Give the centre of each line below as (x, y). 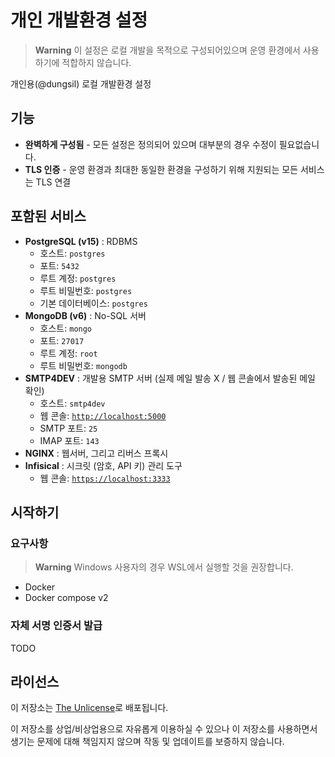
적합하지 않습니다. (96, 62)
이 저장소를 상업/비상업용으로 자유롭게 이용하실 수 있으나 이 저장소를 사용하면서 (164, 729)
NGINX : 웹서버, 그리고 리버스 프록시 (96, 453)
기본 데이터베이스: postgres (93, 303)
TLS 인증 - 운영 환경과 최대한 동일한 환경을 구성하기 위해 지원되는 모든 (161, 169)
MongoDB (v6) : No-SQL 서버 (85, 315)
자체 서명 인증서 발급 (56, 626)
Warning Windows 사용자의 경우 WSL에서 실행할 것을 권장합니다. (164, 567)
